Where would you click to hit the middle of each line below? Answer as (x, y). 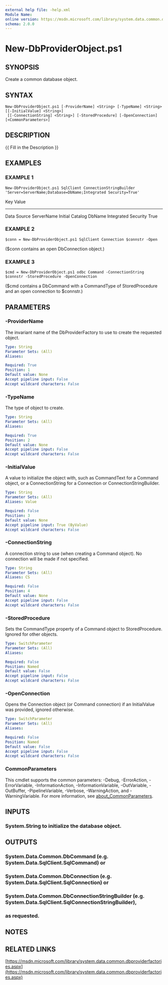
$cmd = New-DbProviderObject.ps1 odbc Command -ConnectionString (74, 272)
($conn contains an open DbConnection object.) (55, 249)
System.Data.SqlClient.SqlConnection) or (57, 882)
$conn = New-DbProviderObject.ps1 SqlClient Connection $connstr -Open (81, 239)
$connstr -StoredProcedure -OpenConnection (51, 277)
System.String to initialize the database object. (63, 826)
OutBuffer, (16, 791)
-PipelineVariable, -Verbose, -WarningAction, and (78, 791)
